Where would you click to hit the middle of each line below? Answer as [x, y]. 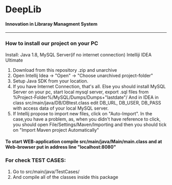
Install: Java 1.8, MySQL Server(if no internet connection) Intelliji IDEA [79, 54]
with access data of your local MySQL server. [61, 108]
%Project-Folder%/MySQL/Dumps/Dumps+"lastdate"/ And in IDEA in [85, 97]
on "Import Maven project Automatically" [56, 130]
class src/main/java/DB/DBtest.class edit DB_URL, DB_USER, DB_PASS [87, 102]
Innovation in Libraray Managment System [51, 24]
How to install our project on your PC [52, 44]
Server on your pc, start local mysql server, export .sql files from [81, 92]
